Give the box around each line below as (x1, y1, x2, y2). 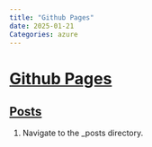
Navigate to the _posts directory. (22, 127, 144, 139)
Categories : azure (9, 30, 78, 39)
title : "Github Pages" (9, 13, 94, 22)
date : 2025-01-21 (9, 22, 75, 30)
